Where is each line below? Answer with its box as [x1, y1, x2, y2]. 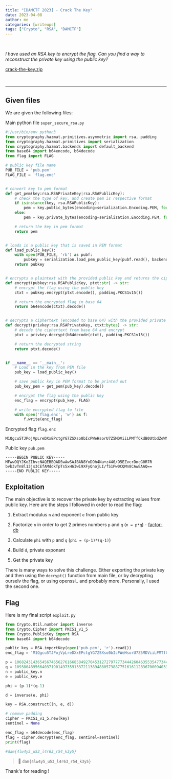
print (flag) [5, 739, 31, 745]
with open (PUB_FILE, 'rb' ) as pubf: [14, 252, 93, 257]
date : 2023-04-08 [5, 12, 42, 18]
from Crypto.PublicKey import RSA [5, 631, 79, 636]
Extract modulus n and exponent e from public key [12, 512, 119, 518]
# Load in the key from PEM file [14, 365, 86, 370]
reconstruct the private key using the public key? [5, 56, 109, 62]
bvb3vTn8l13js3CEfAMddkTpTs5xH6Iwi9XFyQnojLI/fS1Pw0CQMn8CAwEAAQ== [5, 464, 153, 469]
